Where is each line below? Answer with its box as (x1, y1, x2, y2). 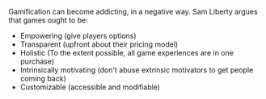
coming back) (19, 74, 66, 83)
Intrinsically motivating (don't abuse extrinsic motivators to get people (19, 65, 254, 75)
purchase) (19, 56, 55, 66)
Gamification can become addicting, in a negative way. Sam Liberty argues (8, 7, 258, 16)
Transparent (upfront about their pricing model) (19, 39, 179, 49)
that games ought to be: (8, 15, 89, 25)
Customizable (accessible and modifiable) (19, 82, 160, 92)
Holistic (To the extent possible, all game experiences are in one (19, 48, 234, 57)
